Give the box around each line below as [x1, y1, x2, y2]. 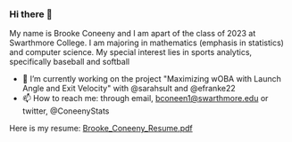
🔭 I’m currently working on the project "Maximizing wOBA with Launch [21, 74, 281, 84]
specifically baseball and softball [9, 57, 130, 67]
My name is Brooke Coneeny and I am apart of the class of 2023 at [9, 28, 256, 39]
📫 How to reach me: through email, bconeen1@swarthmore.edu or [21, 93, 269, 104]
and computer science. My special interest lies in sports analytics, [9, 47, 253, 58]
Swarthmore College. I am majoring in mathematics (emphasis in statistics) [9, 37, 284, 48]
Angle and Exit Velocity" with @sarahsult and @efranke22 [21, 83, 237, 94]
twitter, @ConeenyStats [21, 106, 110, 116]
